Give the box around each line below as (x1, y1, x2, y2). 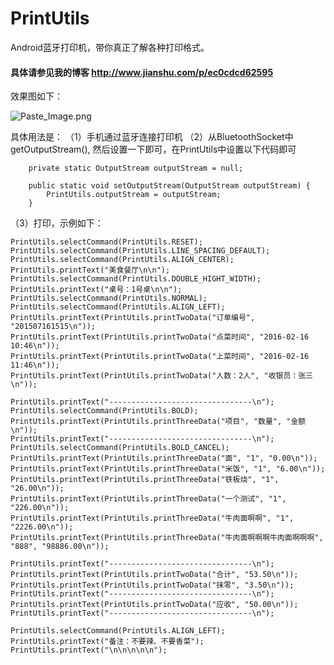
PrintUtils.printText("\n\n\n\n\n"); (10, 645, 168, 656)
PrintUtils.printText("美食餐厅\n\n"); (10, 265, 171, 276)
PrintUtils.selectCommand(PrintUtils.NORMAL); (10, 293, 208, 304)
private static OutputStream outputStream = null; (28, 163, 244, 174)
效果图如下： (10, 90, 63, 102)
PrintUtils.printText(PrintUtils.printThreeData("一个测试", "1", (10, 494, 287, 504)
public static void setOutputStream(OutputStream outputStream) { (28, 181, 311, 191)
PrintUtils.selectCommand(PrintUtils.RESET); (10, 237, 203, 247)
